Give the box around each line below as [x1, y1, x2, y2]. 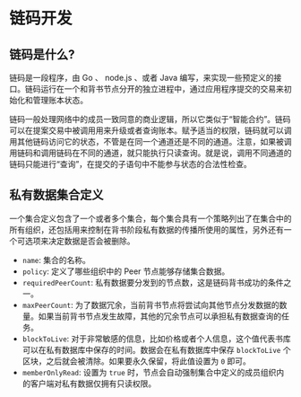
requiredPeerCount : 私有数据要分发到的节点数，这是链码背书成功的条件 [21, 277, 284, 287]
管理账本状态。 [32, 95, 88, 105]
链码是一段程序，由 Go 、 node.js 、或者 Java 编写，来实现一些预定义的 [9, 73, 274, 83]
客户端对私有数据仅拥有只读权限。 [30, 378, 157, 389]
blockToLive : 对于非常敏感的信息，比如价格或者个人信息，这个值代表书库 [21, 333, 291, 344]
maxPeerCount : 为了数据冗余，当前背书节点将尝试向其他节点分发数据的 [21, 299, 279, 310]
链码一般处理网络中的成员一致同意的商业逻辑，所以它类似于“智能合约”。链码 [9, 114, 291, 124]
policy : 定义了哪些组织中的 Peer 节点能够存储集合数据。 [21, 266, 230, 277]
